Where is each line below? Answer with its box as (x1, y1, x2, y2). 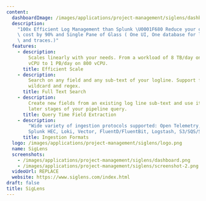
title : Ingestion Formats (22, 134, 89, 141)
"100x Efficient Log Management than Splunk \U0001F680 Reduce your (17, 26, 196, 32)
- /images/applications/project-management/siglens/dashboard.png (17, 157, 191, 163)
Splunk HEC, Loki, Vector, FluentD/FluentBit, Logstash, (28, 129, 177, 135)
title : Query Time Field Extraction (22, 112, 116, 118)
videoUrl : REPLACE (12, 169, 59, 175)
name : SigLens (12, 145, 48, 152)
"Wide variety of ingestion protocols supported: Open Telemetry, (28, 123, 202, 129)
